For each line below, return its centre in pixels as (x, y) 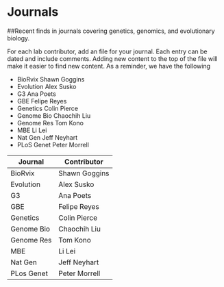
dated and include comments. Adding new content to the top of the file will (112, 58)
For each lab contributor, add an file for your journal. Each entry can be (107, 51)
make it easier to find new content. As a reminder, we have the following (109, 66)
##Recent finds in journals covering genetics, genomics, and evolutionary (111, 31)
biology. (18, 38)
